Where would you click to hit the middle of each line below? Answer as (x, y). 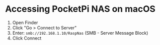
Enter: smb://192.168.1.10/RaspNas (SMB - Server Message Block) (80, 33)
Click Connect (27, 38)
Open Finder (25, 22)
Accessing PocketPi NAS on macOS (80, 9)
